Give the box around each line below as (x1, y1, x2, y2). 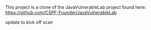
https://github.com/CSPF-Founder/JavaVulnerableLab (5, 9, 117, 15)
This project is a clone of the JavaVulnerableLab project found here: (5, 4, 146, 10)
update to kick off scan (5, 19, 53, 25)
